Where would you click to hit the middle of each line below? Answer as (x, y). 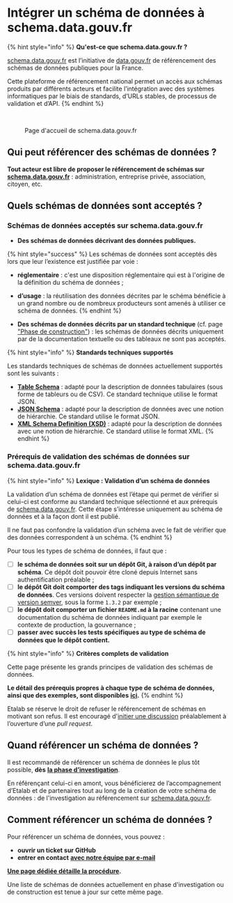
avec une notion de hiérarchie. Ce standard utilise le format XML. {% (115, 431)
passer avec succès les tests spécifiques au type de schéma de (112, 632)
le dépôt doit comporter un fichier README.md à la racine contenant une (119, 609)
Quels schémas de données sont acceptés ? (105, 206)
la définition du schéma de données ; (70, 283)
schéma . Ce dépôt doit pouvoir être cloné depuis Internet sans (107, 572)
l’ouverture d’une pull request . (50, 723)
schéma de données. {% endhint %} (69, 311)
